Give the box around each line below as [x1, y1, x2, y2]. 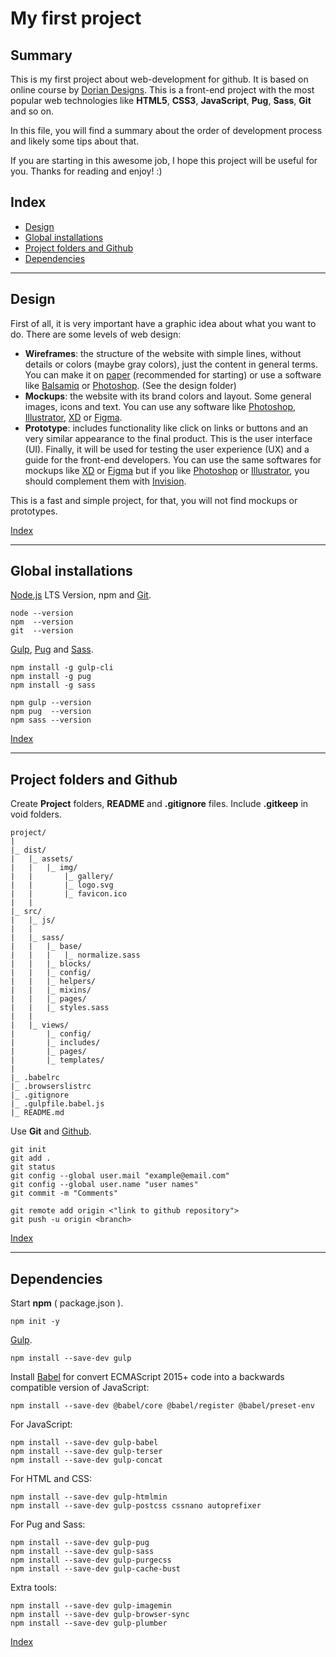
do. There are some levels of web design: [10, 328, 182, 340]
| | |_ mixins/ [10, 985, 92, 996]
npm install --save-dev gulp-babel [10, 1438, 159, 1448]
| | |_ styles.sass [10, 1003, 110, 1013]
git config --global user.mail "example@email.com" [10, 1171, 230, 1181]
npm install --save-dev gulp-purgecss [10, 1555, 172, 1566]
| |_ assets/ [10, 854, 74, 864]
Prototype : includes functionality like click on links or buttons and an [24, 422, 309, 434]
